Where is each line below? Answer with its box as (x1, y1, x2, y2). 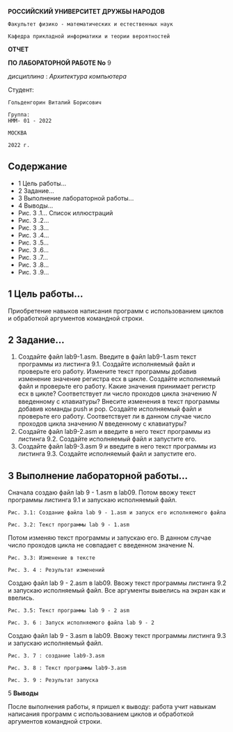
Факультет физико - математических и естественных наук (8, 21, 173, 28)
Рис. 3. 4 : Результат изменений (8, 567, 105, 574)
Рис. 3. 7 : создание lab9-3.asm (8, 653, 105, 660)
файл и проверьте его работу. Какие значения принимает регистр (17, 382, 216, 391)
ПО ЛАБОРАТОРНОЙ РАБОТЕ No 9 (8, 59, 112, 67)
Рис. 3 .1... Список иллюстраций (17, 208, 113, 217)
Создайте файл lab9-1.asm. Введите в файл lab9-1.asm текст (17, 352, 197, 361)
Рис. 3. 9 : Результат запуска (8, 677, 99, 684)
